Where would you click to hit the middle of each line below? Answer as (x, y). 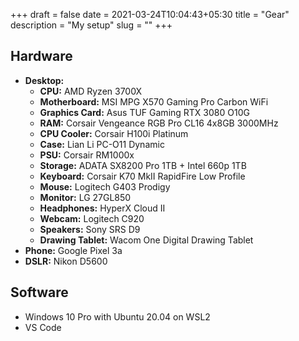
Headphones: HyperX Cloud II (102, 208)
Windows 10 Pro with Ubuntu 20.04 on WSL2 (117, 316)
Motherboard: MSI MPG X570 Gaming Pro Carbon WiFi (154, 101)
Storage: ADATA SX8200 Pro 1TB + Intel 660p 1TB (143, 165)
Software (39, 292)
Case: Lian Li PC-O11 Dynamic (102, 144)
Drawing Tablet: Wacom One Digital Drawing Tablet (146, 240)
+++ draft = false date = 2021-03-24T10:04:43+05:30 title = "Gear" (150, 14)
